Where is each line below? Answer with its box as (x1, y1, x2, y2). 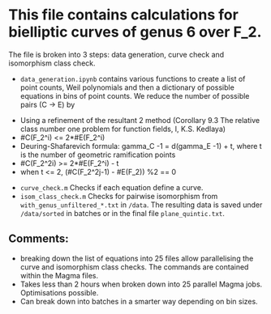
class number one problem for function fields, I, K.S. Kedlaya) (19, 124, 226, 134)
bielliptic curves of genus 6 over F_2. (8, 23, 262, 41)
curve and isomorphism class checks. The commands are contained (19, 261, 249, 272)
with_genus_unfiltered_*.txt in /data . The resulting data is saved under (19, 200, 263, 210)
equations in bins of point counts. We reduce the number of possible (19, 91, 250, 100)
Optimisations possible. (19, 287, 99, 297)
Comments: (8, 232, 69, 246)
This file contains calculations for (8, 6, 239, 24)
